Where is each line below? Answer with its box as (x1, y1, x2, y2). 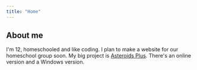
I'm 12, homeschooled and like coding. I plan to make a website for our (6, 46, 179, 53)
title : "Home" (6, 8, 42, 15)
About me (6, 31, 43, 41)
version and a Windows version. (6, 58, 85, 65)
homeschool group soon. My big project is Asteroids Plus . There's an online (6, 52, 192, 59)
